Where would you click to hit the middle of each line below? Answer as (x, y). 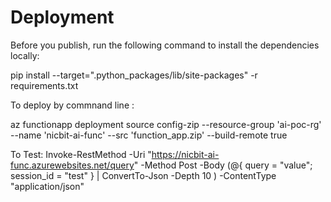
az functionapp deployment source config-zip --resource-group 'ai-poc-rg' (166, 124)
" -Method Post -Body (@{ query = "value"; (223, 165)
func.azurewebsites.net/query (72, 165)
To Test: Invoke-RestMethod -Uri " (81, 154)
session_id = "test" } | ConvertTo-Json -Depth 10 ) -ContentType (143, 175)
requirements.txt (44, 85)
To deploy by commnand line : (72, 105)
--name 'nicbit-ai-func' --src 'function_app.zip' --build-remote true (149, 135)
